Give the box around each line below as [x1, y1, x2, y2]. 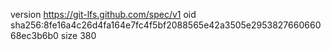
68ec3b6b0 [10, 30, 59, 41]
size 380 [60, 30, 97, 41]
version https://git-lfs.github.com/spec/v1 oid [10, 9, 197, 20]
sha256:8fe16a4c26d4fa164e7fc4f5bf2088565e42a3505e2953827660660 [10, 19, 322, 31]
